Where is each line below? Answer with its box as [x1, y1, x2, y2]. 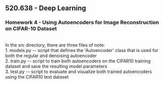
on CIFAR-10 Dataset [5, 25, 57, 32]
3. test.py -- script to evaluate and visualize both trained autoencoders [5, 68, 152, 74]
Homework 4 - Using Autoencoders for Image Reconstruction [5, 19, 159, 26]
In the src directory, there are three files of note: [5, 42, 105, 48]
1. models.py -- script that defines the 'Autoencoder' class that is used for [5, 47, 158, 53]
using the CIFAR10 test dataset [5, 73, 69, 79]
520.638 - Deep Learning [5, 4, 86, 12]
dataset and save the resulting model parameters [5, 63, 107, 69]
